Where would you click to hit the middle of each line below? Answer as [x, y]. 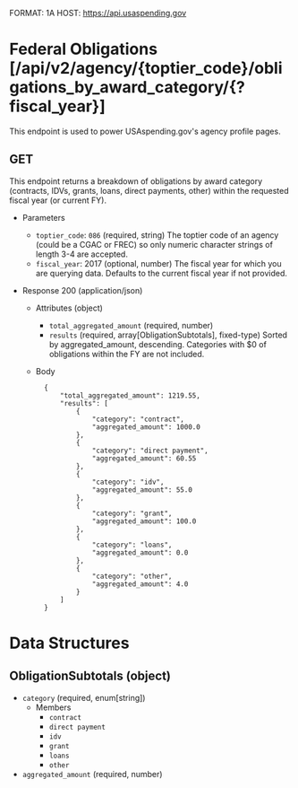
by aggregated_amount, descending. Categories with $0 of [158, 344]
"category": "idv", [128, 482]
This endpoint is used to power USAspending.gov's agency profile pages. [145, 131]
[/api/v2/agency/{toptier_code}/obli [146, 69]
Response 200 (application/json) [82, 290]
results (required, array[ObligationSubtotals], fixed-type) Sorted [168, 335]
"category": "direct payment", [150, 451]
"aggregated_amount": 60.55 [144, 458]
